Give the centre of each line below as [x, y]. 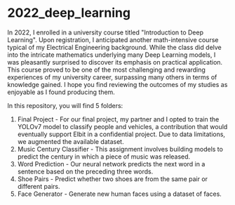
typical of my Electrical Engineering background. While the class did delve [115, 47]
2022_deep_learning [69, 13]
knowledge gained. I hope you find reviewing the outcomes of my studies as [117, 84]
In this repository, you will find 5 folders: [65, 105]
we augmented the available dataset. [70, 141]
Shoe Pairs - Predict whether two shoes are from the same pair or [113, 179]
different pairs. [39, 186]
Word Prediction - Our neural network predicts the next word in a [111, 164]
